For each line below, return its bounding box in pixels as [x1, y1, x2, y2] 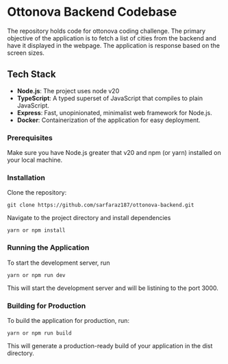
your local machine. [7, 156, 63, 165]
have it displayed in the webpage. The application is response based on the [7, 41, 220, 49]
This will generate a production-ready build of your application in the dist [7, 341, 213, 350]
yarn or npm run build [7, 330, 72, 337]
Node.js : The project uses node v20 [16, 86, 120, 95]
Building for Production [7, 301, 86, 311]
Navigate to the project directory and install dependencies [7, 214, 171, 222]
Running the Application [7, 243, 90, 252]
